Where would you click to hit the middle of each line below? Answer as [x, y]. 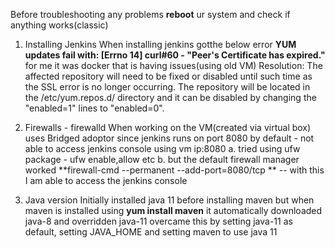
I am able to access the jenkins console [106, 180]
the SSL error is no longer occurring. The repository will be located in [167, 87]
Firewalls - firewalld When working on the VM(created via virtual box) [168, 127]
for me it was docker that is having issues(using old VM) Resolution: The [173, 65]
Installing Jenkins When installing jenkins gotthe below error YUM [160, 44]
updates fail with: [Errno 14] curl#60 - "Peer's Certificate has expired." [175, 55]
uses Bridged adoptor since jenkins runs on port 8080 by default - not [169, 138]
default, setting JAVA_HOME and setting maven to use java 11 [151, 232]
